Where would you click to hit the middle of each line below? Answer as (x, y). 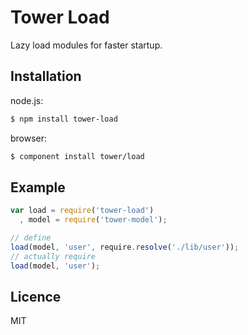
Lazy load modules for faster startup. (86, 45)
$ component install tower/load (77, 156)
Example (38, 187)
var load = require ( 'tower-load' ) (82, 211)
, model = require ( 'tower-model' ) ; (93, 220)
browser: (29, 138)
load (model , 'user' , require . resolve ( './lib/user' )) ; (125, 247)
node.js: (27, 100)
